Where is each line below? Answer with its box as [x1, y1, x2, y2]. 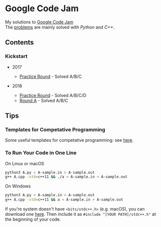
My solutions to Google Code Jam [5, 19, 74, 25]
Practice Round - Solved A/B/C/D [19, 92, 87, 98]
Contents [5, 38, 34, 47]
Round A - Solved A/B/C [19, 97, 68, 103]
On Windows [5, 183, 31, 189]
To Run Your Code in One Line [5, 150, 77, 156]
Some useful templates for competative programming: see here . [5, 137, 134, 143]
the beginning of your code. [5, 216, 61, 222]
